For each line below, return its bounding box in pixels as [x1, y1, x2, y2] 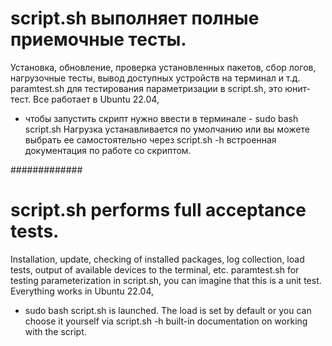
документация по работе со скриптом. [24, 144, 192, 156]
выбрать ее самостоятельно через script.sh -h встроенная [24, 133, 277, 146]
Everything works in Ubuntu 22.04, [10, 285, 155, 297]
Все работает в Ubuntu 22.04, [33, 93, 160, 105]
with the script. [24, 325, 87, 337]
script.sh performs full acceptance [10, 199, 307, 222]
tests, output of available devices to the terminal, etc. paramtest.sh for [10, 263, 300, 276]
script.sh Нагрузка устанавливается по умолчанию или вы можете [24, 123, 310, 135]
